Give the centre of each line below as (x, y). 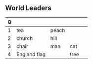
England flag (31, 54)
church (25, 38)
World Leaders (28, 8)
